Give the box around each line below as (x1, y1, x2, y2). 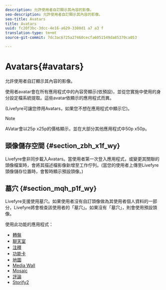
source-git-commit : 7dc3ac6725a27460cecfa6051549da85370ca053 (5, 35, 137, 40)
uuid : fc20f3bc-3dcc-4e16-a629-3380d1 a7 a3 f (5, 26, 104, 31)
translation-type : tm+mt (5, 30, 57, 35)
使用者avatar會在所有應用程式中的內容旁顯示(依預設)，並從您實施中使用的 (5, 88, 157, 95)
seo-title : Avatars (5, 16, 46, 21)
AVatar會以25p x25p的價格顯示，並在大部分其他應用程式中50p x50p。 (5, 126, 150, 132)
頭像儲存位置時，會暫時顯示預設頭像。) (5, 168, 84, 174)
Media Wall (12, 263, 36, 269)
